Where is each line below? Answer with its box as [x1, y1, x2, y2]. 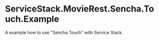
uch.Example [5, 13, 59, 25]
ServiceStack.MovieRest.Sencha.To [5, 3, 154, 14]
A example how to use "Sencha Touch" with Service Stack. [5, 29, 123, 35]
